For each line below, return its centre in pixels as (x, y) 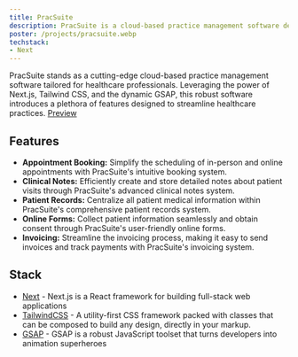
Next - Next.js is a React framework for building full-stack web (136, 296)
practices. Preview (43, 113)
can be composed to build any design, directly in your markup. (136, 324)
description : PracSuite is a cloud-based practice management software (144, 26)
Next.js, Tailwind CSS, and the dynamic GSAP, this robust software (131, 95)
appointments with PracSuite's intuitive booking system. (125, 171)
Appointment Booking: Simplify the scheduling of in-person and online (153, 162)
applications (44, 306)
